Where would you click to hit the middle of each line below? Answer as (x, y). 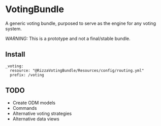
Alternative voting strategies (42, 113)
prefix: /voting (27, 75)
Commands (25, 108)
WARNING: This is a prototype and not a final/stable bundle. (68, 38)
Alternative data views (36, 119)
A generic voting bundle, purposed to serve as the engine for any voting (81, 23)
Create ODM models (34, 103)
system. (13, 28)
